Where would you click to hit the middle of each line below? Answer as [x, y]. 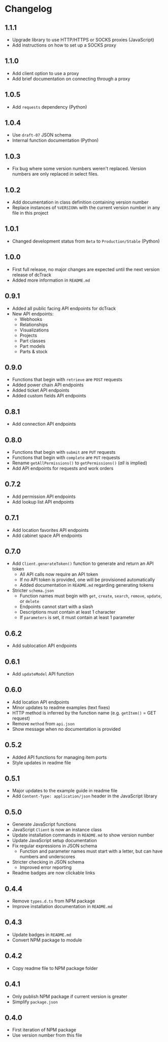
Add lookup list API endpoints [43, 502]
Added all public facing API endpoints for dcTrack [64, 308]
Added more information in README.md [51, 280]
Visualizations [34, 330]
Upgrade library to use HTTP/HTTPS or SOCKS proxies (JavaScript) [83, 40]
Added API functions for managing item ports [59, 757]
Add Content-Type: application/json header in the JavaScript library [85, 796]
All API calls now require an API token [59, 575]
